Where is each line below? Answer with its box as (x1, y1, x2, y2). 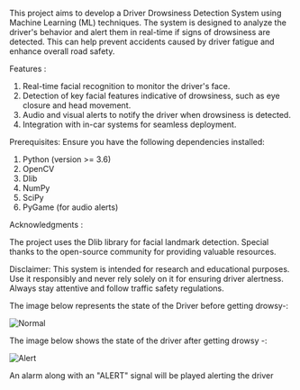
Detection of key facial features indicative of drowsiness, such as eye (22, 90, 281, 101)
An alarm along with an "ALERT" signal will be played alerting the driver (9, 370, 274, 381)
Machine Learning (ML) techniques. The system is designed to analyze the (9, 17, 286, 28)
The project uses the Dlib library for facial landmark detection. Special (9, 237, 269, 247)
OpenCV (22, 164, 55, 174)
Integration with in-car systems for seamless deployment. (22, 119, 237, 130)
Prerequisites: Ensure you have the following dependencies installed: (9, 137, 266, 147)
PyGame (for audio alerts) (22, 202, 119, 213)
